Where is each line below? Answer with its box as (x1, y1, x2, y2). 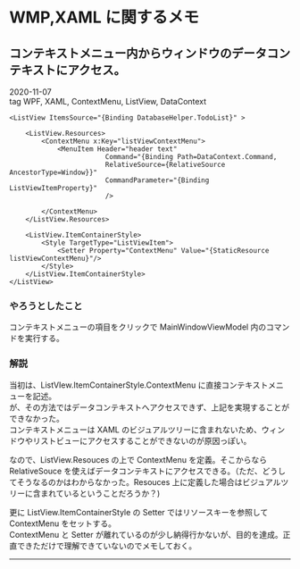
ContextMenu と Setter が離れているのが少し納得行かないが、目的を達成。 (9, 529, 283, 540)
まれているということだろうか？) (39, 488, 161, 498)
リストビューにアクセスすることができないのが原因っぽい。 (32, 435, 252, 446)
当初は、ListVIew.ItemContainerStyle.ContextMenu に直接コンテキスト (9, 380, 269, 390)
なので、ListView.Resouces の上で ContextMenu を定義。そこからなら (9, 454, 268, 464)
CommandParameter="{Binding (104, 176, 210, 185)
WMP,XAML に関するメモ (9, 7, 199, 28)
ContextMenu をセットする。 (9, 518, 116, 529)
